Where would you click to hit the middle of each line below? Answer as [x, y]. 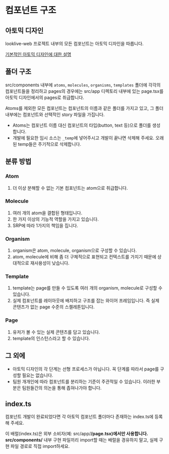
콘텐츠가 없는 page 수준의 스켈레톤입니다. [53, 307]
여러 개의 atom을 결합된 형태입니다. [47, 213]
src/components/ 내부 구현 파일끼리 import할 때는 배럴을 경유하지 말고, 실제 [81, 440]
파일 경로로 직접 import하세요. [40, 446]
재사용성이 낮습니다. [50, 263]
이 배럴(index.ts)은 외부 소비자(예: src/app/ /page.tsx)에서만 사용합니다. [77, 434]
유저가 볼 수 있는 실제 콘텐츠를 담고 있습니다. [56, 332]
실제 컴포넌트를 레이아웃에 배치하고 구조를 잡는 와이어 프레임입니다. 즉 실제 [86, 301]
